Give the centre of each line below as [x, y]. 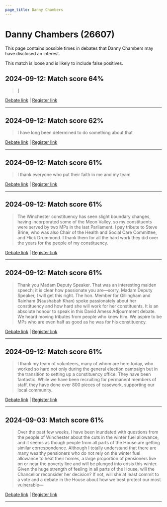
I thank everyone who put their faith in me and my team [74, 174]
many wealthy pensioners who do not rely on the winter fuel [79, 453]
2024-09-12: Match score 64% [55, 78]
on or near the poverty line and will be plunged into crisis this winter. [87, 464]
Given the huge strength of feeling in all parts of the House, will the [86, 469]
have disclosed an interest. [33, 53]
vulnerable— [30, 485]
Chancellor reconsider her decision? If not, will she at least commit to [88, 474]
